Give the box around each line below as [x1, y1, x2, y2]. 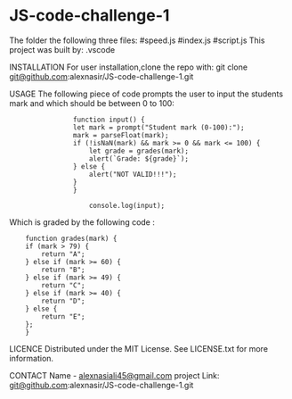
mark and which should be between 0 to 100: [9, 97, 175, 108]
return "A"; [41, 249, 86, 259]
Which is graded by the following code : [9, 216, 156, 228]
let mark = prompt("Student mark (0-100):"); [72, 122, 245, 132]
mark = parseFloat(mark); [72, 130, 169, 139]
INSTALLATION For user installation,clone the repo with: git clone [9, 62, 247, 72]
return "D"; [41, 296, 86, 305]
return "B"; [41, 265, 86, 274]
